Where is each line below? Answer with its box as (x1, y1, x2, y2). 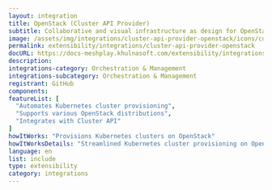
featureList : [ (8, 95, 60, 103)
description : (8, 57, 53, 65)
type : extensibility (8, 163, 79, 171)
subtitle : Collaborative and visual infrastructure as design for (8, 27, 237, 35)
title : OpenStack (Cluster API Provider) (8, 19, 151, 27)
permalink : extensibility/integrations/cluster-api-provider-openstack (8, 42, 255, 50)
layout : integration (8, 11, 79, 20)
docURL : (8, 49, 35, 57)
